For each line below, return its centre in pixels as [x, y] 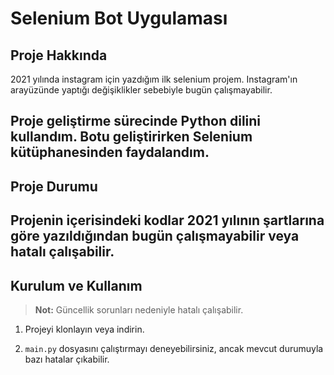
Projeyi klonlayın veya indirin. [84, 329]
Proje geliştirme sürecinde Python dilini [136, 121]
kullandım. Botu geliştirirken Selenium [131, 137]
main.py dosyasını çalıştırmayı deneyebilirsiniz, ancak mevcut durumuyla [174, 348]
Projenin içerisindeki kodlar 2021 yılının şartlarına [167, 220]
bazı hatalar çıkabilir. [67, 359]
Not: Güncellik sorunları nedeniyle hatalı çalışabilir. [139, 309]
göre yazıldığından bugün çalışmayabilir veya [155, 236]
